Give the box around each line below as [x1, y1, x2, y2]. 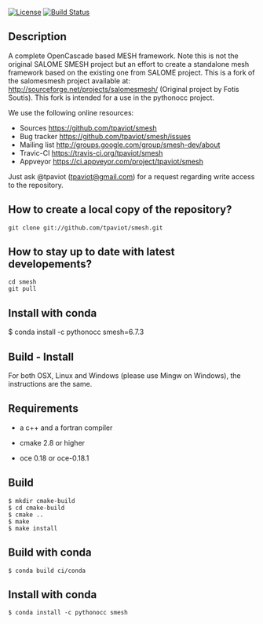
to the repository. [8, 180, 64, 189]
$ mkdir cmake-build [8, 497, 76, 505]
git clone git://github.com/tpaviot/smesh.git [8, 224, 163, 232]
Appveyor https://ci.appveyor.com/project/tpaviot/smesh [19, 156, 204, 166]
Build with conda [8, 546, 92, 560]
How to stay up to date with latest [8, 245, 175, 259]
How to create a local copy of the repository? [8, 203, 232, 216]
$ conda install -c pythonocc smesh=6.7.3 [8, 327, 144, 337]
